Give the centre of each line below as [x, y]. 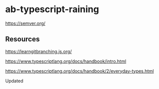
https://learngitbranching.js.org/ [38, 51]
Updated [14, 81]
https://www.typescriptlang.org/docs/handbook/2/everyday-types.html [80, 71]
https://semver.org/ [25, 23]
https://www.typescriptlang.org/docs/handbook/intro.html [66, 61]
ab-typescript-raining [52, 9]
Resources [23, 39]
